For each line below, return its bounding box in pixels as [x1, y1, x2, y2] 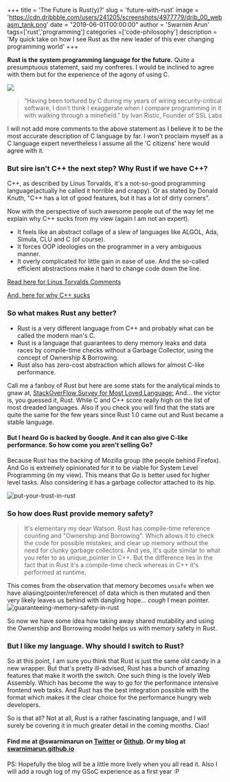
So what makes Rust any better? [7, 308, 117, 318]
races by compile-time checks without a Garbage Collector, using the [16, 346, 214, 354]
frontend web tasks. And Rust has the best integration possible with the [7, 686, 209, 695]
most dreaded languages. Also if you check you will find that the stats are [7, 403, 215, 412]
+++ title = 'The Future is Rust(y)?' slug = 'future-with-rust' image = [7, 6, 199, 14]
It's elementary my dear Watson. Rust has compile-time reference [23, 525, 211, 533]
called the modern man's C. [16, 331, 96, 339]
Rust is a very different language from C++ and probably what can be [16, 324, 214, 332]
